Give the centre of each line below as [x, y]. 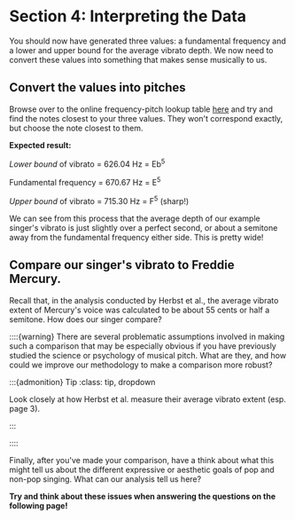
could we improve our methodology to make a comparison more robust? [141, 365]
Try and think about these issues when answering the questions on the [143, 496]
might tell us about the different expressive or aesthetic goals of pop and [142, 469]
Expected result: [40, 145]
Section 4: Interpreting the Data [128, 16]
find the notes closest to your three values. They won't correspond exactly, [146, 118]
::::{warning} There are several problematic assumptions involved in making [147, 336]
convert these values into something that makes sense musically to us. [138, 59]
